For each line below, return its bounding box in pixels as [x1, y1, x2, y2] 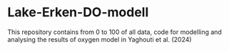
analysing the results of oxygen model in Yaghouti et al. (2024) [7, 35, 192, 43]
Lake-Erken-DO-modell [7, 4, 149, 21]
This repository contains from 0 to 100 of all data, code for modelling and [7, 28, 223, 36]
